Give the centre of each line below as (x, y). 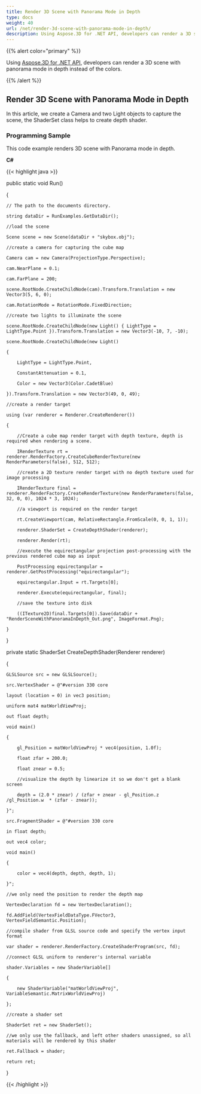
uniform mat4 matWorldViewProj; (46, 706)
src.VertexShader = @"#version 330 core (57, 685)
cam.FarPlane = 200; (32, 279)
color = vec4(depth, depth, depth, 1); (67, 873)
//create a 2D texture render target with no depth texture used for (106, 473)
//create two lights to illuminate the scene (64, 316)
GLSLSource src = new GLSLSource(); (52, 675)
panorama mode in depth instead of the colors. (64, 69)
